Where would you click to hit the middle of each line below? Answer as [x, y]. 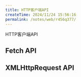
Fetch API [21, 50]
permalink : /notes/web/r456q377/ [41, 19]
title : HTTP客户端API [27, 10]
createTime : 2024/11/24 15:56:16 [41, 15]
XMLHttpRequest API [40, 68]
